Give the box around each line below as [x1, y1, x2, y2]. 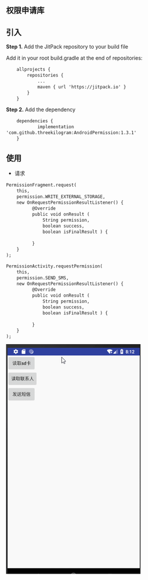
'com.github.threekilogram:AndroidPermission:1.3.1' [6, 130, 137, 136]
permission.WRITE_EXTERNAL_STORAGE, [16, 194, 106, 200]
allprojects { [16, 67, 51, 73]
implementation [37, 124, 75, 130]
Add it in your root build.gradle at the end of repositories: [6, 54, 143, 61]
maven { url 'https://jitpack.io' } [37, 84, 126, 90]
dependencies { [16, 118, 54, 124]
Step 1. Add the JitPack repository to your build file [6, 43, 128, 50]
